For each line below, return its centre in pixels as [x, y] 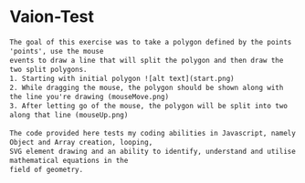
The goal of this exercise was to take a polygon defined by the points [151, 42]
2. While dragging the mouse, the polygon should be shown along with [147, 87]
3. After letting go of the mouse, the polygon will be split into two [148, 106]
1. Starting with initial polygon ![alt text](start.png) [122, 78]
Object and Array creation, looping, [81, 142]
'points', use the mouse [57, 51]
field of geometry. [47, 169]
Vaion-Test [52, 17]
